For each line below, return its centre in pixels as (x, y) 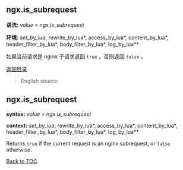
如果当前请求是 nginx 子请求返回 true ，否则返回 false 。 (76, 56)
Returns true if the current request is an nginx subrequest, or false (88, 143)
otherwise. (19, 149)
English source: (40, 81)
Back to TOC (22, 161)
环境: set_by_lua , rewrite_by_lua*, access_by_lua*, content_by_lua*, (87, 37)
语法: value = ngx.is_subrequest (45, 25)
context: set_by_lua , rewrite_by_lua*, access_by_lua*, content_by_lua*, (92, 125)
